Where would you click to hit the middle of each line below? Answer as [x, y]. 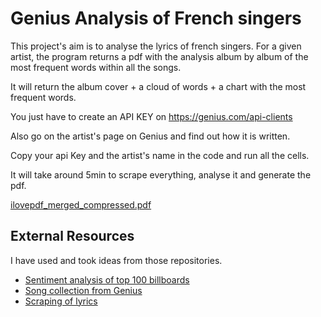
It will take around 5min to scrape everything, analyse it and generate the [161, 174]
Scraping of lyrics [61, 301]
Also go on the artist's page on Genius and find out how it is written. [150, 136]
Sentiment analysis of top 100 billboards [107, 279]
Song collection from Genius [83, 290]
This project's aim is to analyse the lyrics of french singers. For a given [156, 46]
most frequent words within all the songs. [96, 67]
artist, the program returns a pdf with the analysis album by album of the [159, 56]
